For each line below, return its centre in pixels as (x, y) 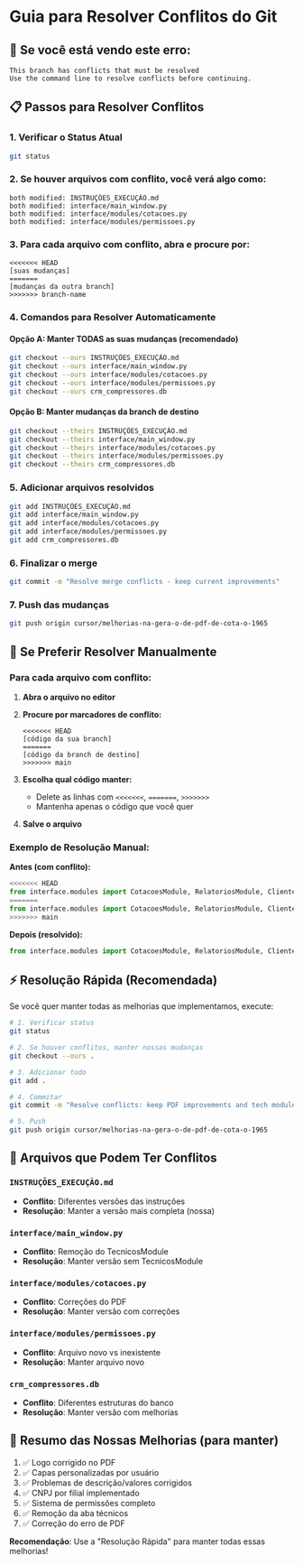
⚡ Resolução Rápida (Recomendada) (114, 980)
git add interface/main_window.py (74, 515)
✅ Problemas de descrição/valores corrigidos (107, 1483)
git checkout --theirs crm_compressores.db (92, 465)
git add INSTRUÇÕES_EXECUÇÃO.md (70, 506)
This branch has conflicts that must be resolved (105, 70)
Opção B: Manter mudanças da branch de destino (104, 412)
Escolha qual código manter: (77, 779)
